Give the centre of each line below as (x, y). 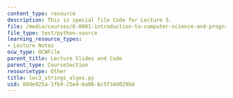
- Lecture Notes (31, 46)
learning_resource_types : (44, 39)
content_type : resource (42, 13)
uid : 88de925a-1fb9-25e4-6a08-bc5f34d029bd (71, 84)
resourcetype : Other (37, 71)
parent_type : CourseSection (48, 65)
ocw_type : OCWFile (34, 52)
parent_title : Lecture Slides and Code (65, 59)
